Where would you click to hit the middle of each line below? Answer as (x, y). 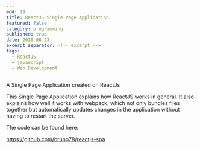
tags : (13, 51)
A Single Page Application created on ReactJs (63, 85)
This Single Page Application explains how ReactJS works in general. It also (100, 97)
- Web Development (35, 68)
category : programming (35, 29)
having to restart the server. (41, 116)
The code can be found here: (42, 128)
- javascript (28, 62)
